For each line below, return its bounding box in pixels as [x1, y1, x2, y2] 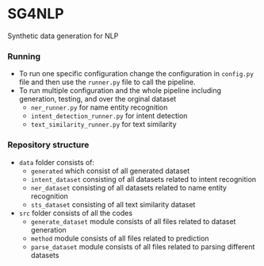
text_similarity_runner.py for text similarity [30, 120, 177, 129]
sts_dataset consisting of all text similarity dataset [30, 199, 196, 209]
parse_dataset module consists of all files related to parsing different [30, 241, 255, 251]
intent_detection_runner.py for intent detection [30, 111, 188, 121]
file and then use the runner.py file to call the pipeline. [18, 77, 196, 87]
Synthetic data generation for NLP [7, 31, 119, 40]
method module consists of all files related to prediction [30, 233, 209, 243]
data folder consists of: [18, 157, 95, 167]
